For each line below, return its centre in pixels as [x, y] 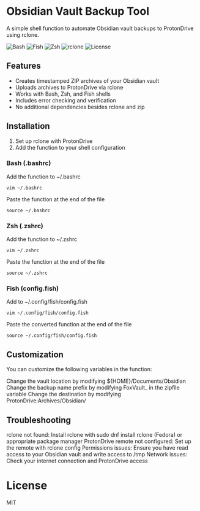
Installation [28, 126]
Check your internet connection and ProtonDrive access [77, 461]
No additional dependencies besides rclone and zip [80, 107]
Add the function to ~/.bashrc [43, 177]
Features [24, 66]
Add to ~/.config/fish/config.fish [47, 302]
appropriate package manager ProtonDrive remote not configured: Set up [99, 441]
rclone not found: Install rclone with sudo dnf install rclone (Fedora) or [94, 435]
